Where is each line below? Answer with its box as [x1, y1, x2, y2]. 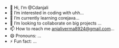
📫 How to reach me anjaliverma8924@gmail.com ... [9, 26, 115, 31]
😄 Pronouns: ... [9, 33, 42, 39]
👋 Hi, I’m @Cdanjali [9, 5, 49, 10]
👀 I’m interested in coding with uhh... [9, 10, 84, 16]
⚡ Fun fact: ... [9, 38, 37, 44]
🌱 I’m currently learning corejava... [9, 15, 80, 21]
